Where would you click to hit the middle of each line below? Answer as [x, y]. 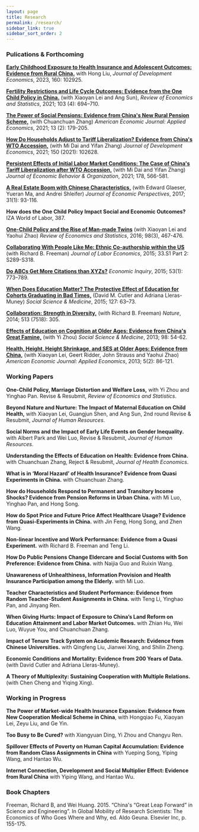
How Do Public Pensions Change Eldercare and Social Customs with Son [97, 557]
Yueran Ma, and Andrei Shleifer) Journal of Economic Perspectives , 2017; [96, 194]
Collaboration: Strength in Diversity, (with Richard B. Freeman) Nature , [94, 313]
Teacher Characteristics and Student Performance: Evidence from [89, 593]
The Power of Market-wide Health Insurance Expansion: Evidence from [96, 711]
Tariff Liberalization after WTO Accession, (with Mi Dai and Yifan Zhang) [96, 170]
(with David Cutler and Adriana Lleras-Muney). [63, 665]
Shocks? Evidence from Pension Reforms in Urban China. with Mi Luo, [94, 497]
